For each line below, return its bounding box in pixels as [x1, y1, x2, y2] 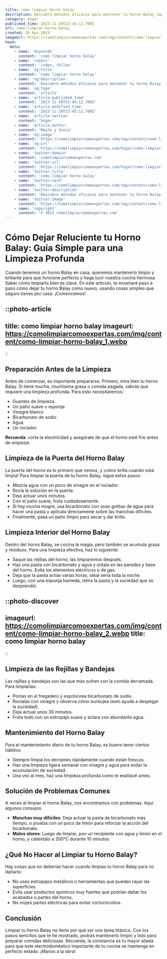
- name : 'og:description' [14, 77, 68, 81]
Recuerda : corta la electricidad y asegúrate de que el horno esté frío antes [5, 434, 159, 440]
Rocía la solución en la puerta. [12, 487, 75, 493]
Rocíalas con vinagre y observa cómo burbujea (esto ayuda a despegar [12, 698, 159, 704]
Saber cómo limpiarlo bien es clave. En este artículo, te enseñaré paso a [5, 280, 153, 286]
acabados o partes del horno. [12, 894, 73, 900]
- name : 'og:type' [14, 85, 52, 91]
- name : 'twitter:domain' [14, 151, 68, 156]
